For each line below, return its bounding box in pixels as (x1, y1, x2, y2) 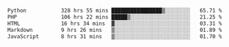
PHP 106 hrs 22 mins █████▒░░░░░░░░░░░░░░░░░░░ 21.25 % (7, 13, 222, 21)
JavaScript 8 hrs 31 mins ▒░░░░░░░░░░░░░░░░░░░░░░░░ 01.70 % (7, 32, 222, 40)
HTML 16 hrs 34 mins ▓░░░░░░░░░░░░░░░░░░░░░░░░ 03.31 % (7, 20, 222, 27)
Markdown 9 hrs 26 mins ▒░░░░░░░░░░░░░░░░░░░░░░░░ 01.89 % (7, 26, 222, 33)
